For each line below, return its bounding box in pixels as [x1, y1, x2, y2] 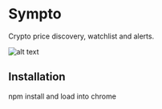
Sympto [8, 5, 62, 23]
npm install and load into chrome [8, 91, 116, 101]
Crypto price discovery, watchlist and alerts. [8, 31, 155, 41]
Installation [8, 70, 66, 84]
